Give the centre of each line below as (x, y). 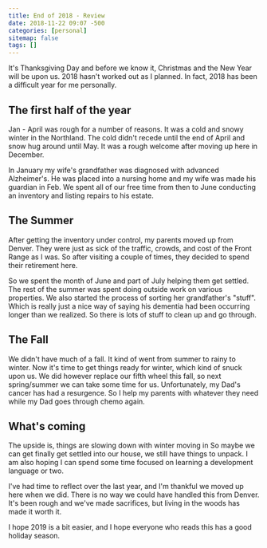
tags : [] (23, 45)
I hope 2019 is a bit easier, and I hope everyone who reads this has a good (130, 527)
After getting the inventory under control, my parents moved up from (121, 239)
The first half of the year (70, 110)
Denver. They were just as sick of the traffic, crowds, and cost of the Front (130, 248)
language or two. (36, 471)
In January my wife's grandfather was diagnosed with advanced (114, 170)
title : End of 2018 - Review (57, 16)
